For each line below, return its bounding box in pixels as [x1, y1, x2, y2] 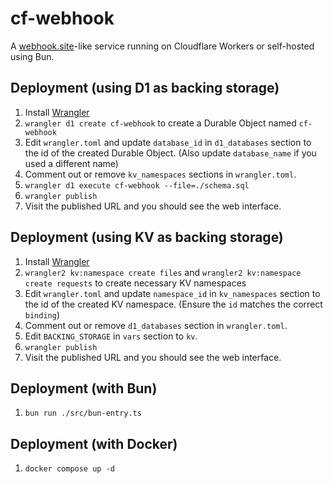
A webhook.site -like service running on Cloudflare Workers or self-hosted [10, 40, 315, 52]
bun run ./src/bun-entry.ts [24, 408, 142, 419]
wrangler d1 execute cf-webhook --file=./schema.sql [24, 180, 250, 191]
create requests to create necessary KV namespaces [24, 277, 247, 289]
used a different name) [24, 157, 119, 169]
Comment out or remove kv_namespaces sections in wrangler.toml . [24, 168, 297, 180]
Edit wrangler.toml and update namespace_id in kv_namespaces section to [24, 287, 321, 299]
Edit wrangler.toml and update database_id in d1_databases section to [24, 136, 312, 148]
